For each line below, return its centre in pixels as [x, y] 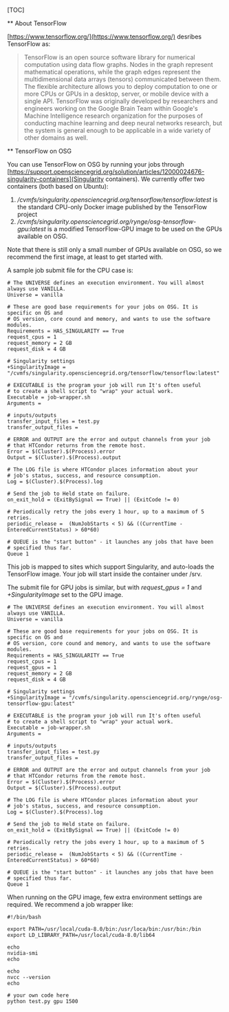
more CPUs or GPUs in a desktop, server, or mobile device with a [116, 94]
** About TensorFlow [37, 23]
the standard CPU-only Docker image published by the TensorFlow [112, 207]
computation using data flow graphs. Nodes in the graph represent [118, 64]
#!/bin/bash [24, 917]
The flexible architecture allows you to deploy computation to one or [121, 86]
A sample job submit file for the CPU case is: [70, 270]
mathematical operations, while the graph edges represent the [112, 72]
